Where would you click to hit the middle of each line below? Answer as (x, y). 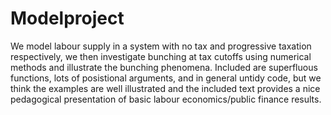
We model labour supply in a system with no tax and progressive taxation (161, 46)
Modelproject (67, 18)
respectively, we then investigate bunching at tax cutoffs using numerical (161, 56)
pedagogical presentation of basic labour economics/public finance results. (166, 99)
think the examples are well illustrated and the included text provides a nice (165, 88)
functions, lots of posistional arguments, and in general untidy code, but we (166, 78)
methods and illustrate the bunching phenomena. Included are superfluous (164, 67)
